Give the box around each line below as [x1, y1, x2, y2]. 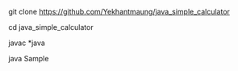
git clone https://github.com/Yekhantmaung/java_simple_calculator [8, 7, 230, 16]
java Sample [8, 54, 49, 63]
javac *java [8, 38, 46, 48]
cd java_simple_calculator [8, 23, 94, 31]
